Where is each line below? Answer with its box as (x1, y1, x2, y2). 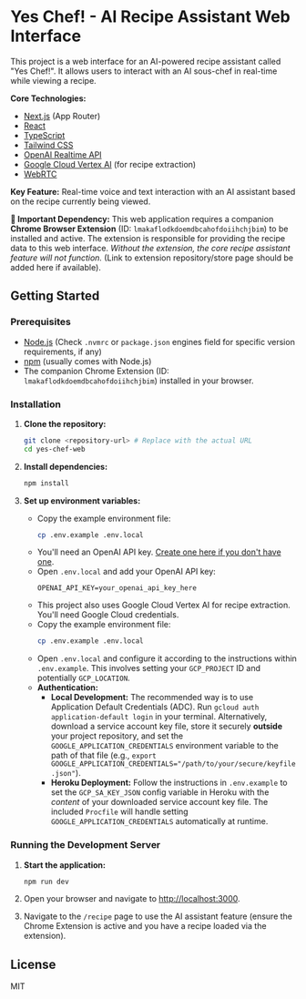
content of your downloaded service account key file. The (50, 797, 269, 808)
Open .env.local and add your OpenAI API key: (36, 566, 217, 577)
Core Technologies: (10, 93, 87, 104)
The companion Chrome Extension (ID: (23, 365, 169, 376)
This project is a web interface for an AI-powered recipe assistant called (10, 56, 281, 66)
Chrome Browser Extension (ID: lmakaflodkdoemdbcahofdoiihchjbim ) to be (10, 223, 289, 234)
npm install (23, 478, 69, 488)
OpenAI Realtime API (23, 148, 103, 160)
